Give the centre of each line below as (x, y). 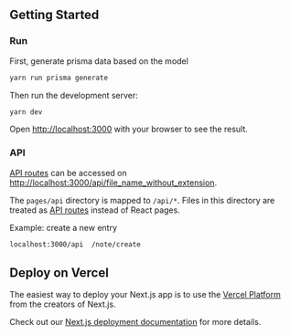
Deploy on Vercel (59, 273)
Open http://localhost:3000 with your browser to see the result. (129, 129)
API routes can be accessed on (68, 173)
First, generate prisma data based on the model (99, 61)
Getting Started (54, 15)
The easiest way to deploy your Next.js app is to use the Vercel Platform (145, 295)
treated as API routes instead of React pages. (95, 210)
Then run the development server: (74, 95)
